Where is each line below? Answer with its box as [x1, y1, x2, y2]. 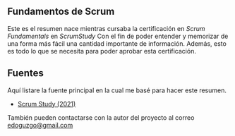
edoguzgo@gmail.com [7, 120, 73, 129]
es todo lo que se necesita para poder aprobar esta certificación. [7, 47, 196, 55]
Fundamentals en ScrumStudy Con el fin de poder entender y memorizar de [7, 32, 229, 40]
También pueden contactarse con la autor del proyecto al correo [7, 113, 195, 122]
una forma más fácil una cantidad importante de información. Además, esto [7, 39, 227, 48]
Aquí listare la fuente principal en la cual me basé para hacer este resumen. [7, 86, 227, 94]
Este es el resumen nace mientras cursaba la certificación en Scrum [7, 24, 206, 32]
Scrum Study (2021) [17, 99, 76, 108]
